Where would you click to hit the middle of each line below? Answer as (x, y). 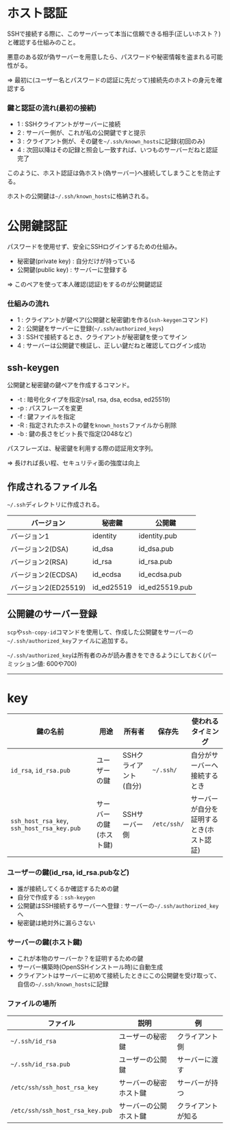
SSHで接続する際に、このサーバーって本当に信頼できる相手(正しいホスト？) (114, 34)
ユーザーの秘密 (143, 1036)
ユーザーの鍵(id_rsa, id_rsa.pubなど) (68, 872)
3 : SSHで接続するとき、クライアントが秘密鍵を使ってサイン (102, 337)
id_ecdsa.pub (160, 574)
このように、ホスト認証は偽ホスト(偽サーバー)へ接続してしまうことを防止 (111, 173)
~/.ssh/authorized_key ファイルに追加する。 (69, 640)
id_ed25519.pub (166, 587)
